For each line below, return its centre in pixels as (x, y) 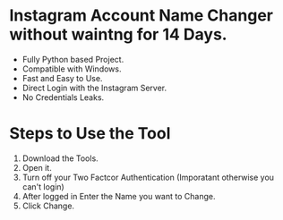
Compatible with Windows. (72, 69)
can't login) (43, 186)
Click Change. (48, 206)
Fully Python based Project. (73, 59)
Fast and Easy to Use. (62, 78)
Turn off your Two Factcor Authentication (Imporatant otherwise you (148, 177)
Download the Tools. (60, 158)
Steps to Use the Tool (90, 134)
